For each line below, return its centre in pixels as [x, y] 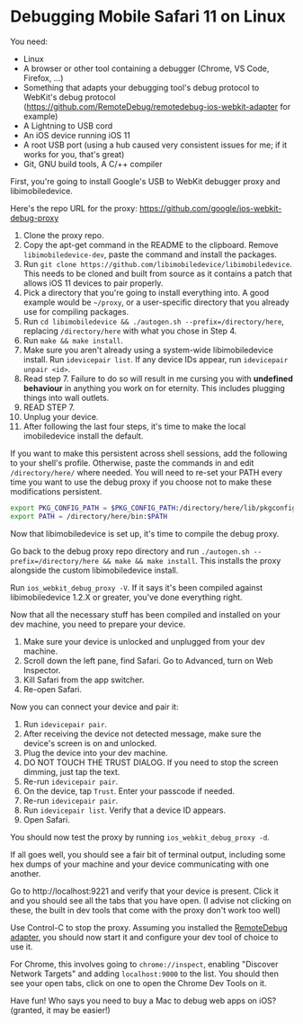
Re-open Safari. [53, 689]
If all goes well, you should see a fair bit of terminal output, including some [148, 854]
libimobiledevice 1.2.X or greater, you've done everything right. [126, 597]
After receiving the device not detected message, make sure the [142, 734]
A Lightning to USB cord [68, 125]
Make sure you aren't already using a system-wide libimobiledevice [148, 350]
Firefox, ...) [43, 77]
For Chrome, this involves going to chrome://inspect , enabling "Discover [144, 964]
